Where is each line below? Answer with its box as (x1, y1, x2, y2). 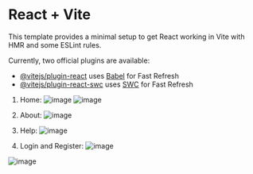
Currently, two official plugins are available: (8, 56, 150, 65)
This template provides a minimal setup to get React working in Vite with (8, 32, 245, 41)
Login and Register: (19, 141, 84, 150)
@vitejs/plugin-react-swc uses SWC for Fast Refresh (19, 79, 193, 89)
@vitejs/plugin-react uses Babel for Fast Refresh (19, 71, 180, 80)
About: (19, 110, 42, 120)
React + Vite (8, 6, 91, 24)
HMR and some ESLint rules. (8, 40, 102, 49)
